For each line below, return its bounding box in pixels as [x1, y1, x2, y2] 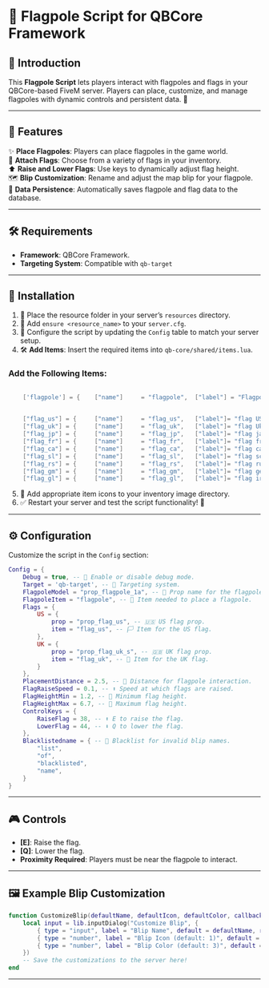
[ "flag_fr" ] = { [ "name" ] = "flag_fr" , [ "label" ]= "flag [22, 438, 253, 446]
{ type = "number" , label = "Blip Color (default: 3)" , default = [37, 942, 263, 950]
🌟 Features [8, 125, 63, 139]
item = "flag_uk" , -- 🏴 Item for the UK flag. [50, 655, 210, 663]
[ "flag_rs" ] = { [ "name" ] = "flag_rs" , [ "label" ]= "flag [22, 460, 253, 468]
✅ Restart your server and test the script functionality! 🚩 [19, 498, 206, 507]
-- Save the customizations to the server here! [22, 957, 188, 965]
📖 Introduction [8, 56, 82, 70]
